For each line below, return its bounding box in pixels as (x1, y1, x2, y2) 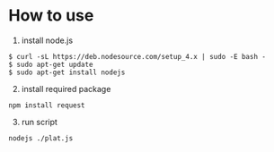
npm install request (8, 100, 86, 110)
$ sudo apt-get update (8, 60, 93, 69)
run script (21, 116, 57, 127)
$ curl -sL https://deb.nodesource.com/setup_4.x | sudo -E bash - (8, 52, 267, 61)
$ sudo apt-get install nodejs (8, 68, 126, 77)
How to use (8, 5, 94, 26)
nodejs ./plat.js (8, 133, 74, 143)
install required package (21, 83, 111, 94)
